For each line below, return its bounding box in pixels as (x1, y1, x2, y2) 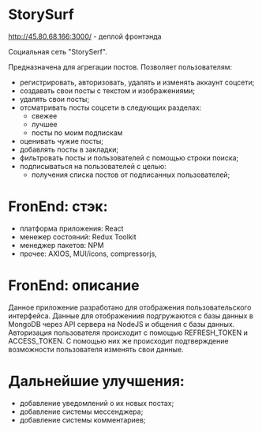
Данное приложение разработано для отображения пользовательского (8, 302, 252, 312)
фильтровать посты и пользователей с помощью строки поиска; (19, 152, 239, 163)
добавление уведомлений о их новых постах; (19, 398, 174, 408)
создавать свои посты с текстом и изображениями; (19, 85, 196, 96)
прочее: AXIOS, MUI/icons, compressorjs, (19, 249, 158, 258)
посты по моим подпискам (31, 128, 123, 137)
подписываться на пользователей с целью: (19, 161, 167, 171)
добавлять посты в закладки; (19, 145, 119, 154)
